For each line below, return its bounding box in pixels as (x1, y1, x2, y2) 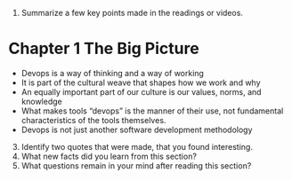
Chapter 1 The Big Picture (8, 39, 199, 59)
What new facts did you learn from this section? (20, 151, 198, 161)
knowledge (20, 96, 63, 106)
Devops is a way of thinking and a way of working (20, 67, 204, 78)
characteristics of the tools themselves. (20, 114, 166, 125)
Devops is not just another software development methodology (20, 124, 253, 135)
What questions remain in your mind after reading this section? (20, 160, 252, 171)
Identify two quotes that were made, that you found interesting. (20, 141, 253, 152)
